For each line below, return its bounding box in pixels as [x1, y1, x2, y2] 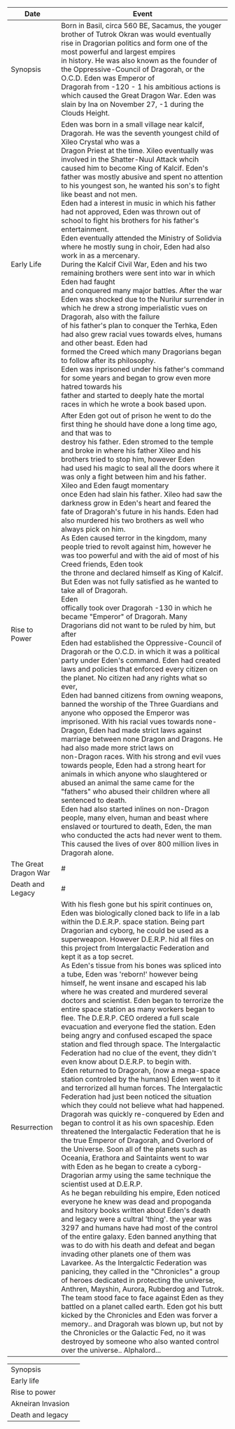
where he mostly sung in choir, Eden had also [60, 242, 211, 251]
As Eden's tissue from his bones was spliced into [60, 961, 222, 970]
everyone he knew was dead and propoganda [60, 1197, 212, 1206]
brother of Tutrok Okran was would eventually [60, 29, 211, 39]
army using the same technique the [95, 1171, 211, 1180]
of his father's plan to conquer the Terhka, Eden [60, 321, 218, 330]
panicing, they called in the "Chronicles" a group [60, 1267, 220, 1276]
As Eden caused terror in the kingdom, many [60, 533, 208, 543]
